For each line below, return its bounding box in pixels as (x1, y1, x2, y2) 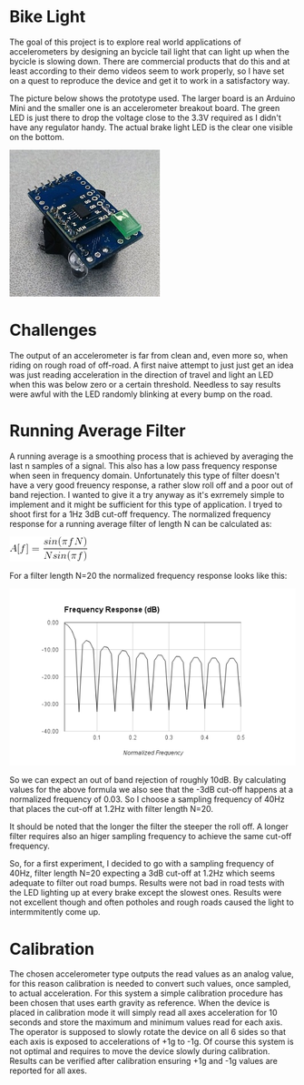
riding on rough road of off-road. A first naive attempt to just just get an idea (9, 360, 294, 370)
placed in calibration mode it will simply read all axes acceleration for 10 (9, 1008, 278, 1019)
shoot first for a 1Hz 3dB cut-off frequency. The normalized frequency (9, 508, 271, 520)
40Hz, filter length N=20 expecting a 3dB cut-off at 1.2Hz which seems (9, 867, 275, 879)
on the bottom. (9, 131, 65, 142)
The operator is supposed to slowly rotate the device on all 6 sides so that (9, 1027, 287, 1038)
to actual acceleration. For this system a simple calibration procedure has (9, 988, 283, 999)
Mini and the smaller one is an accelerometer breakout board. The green (9, 102, 280, 113)
